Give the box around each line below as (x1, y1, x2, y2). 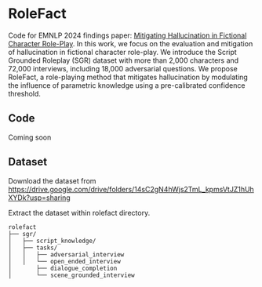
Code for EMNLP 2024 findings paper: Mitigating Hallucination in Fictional (8, 31, 247, 40)
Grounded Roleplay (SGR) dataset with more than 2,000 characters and (8, 56, 239, 65)
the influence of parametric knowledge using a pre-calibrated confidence (8, 80, 246, 90)
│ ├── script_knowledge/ (8, 237, 96, 245)
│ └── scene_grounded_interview (8, 271, 135, 279)
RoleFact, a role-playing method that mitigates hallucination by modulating (8, 72, 249, 82)
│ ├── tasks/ (8, 244, 58, 252)
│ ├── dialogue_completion (8, 264, 118, 272)
